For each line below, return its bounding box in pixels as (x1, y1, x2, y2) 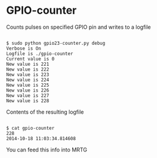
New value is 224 (6, 77, 50, 83)
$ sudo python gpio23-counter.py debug (6, 40, 106, 46)
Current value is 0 (6, 56, 55, 62)
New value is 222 (6, 66, 50, 72)
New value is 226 (6, 87, 50, 93)
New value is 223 (6, 71, 50, 78)
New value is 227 (6, 92, 50, 99)
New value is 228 (6, 98, 50, 104)
